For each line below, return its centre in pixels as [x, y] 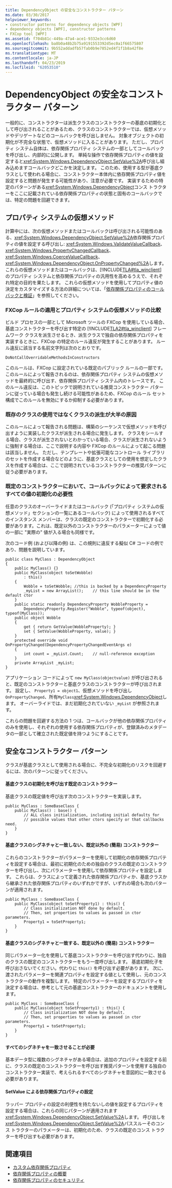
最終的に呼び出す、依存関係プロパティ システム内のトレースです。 [88, 381]
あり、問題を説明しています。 [36, 549]
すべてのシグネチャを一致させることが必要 [50, 1047]
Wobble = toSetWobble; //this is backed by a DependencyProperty [95, 586]
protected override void [41, 640]
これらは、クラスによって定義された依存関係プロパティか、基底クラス [89, 877]
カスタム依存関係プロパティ [42, 1167]
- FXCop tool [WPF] [26, 34]
